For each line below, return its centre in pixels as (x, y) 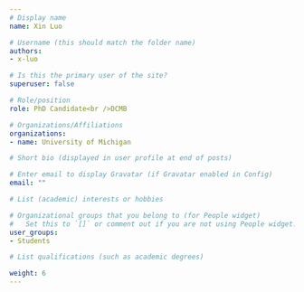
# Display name (38, 18)
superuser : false (42, 84)
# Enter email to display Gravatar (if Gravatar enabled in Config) (141, 174)
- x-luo (24, 60)
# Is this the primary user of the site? (89, 76)
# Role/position (40, 100)
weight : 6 (28, 273)
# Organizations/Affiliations (66, 125)
